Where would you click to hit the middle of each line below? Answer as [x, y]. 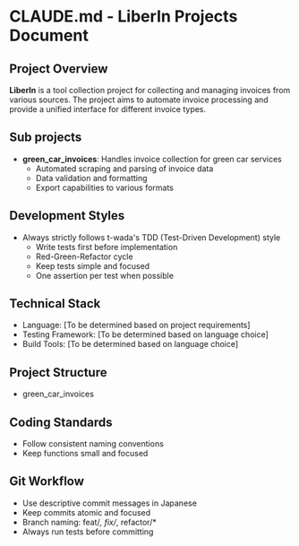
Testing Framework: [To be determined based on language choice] [145, 334]
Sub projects [46, 138]
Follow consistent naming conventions [93, 444]
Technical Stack [55, 303]
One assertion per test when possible [105, 275]
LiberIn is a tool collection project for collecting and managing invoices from [150, 90]
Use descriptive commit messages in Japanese [109, 503]
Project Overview [59, 69]
